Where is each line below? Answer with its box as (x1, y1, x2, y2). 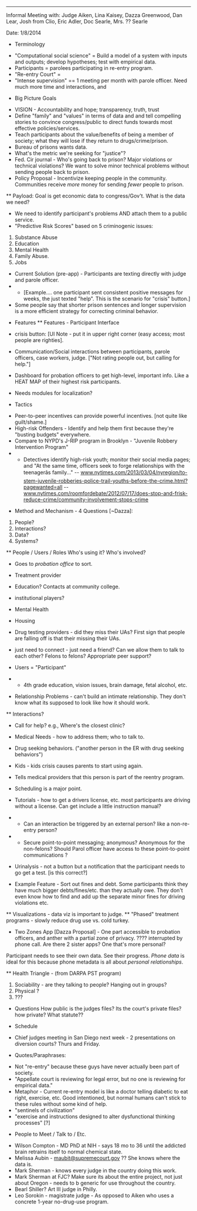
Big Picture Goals (14, 95, 57, 102)
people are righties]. (14, 337, 64, 344)
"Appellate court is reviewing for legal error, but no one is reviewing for (14, 1076, 186, 1082)
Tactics (14, 401, 33, 408)
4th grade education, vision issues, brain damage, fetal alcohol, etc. (23, 682, 188, 688)
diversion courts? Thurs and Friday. (14, 1041, 101, 1047)
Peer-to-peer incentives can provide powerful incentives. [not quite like (14, 412, 188, 419)
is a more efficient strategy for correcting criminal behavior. (14, 308, 158, 314)
